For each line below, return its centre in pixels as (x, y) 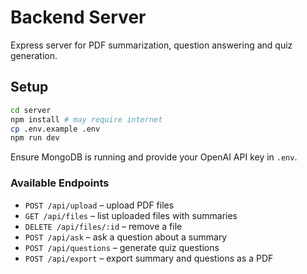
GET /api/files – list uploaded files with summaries (131, 215)
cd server (31, 110)
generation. (34, 55)
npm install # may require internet (86, 119)
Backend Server (78, 17)
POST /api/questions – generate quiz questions (122, 247)
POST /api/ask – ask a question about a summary (126, 237)
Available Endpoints (60, 183)
